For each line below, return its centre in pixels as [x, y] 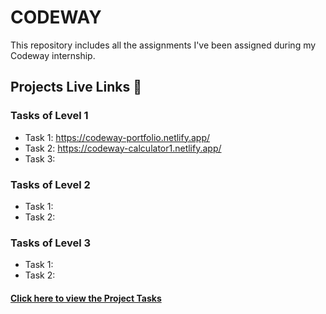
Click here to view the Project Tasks [86, 298]
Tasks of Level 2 [50, 184]
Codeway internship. [53, 55]
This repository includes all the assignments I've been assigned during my [163, 45]
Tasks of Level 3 [51, 243]
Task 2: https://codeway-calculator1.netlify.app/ [123, 148]
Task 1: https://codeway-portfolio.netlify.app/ [117, 137]
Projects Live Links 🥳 [76, 87]
